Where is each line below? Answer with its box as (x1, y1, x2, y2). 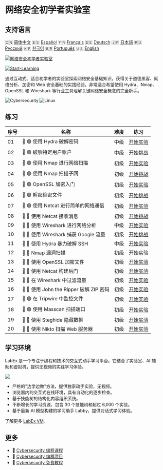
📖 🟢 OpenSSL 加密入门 (22, 181, 75, 187)
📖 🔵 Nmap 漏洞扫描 (22, 249, 66, 256)
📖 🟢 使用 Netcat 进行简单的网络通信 (22, 202, 105, 209)
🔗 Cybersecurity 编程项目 (12, 453, 63, 459)
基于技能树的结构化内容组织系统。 (12, 395, 81, 401)
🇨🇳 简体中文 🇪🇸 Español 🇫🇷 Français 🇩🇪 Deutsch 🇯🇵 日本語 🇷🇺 (5, 40, 142, 45)
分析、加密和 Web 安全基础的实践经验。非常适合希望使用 (9, 82, 123, 87)
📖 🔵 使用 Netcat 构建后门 (22, 267, 79, 274)
